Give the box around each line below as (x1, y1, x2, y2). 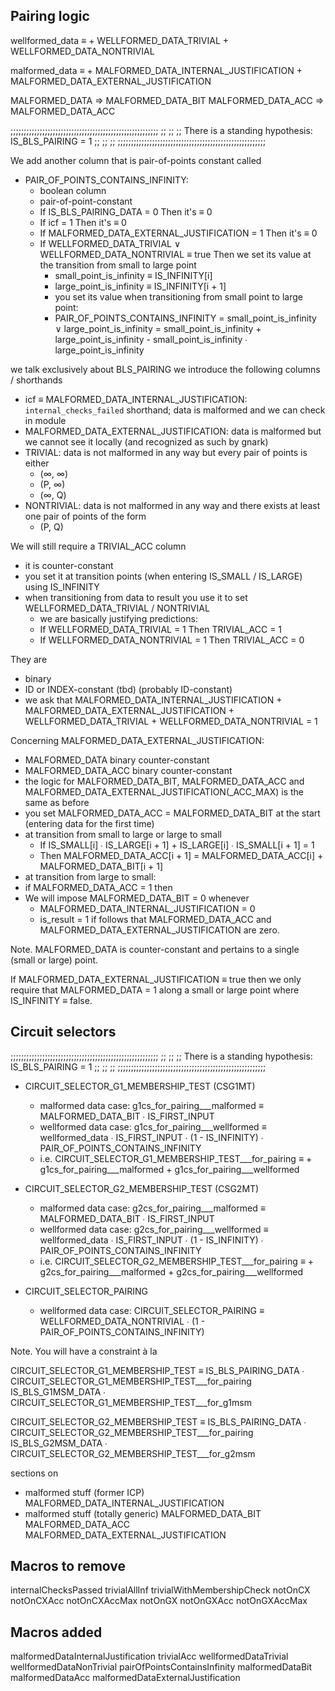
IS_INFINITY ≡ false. (10, 994, 93, 1006)
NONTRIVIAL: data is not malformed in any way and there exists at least (24, 499, 321, 511)
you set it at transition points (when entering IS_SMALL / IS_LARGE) (24, 570, 303, 582)
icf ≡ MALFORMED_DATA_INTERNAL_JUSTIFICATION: (24, 393, 248, 405)
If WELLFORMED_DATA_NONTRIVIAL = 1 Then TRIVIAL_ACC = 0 (39, 634, 305, 646)
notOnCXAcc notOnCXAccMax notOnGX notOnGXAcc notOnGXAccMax (10, 1595, 308, 1607)
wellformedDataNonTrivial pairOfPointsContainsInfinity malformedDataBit (10, 1661, 313, 1673)
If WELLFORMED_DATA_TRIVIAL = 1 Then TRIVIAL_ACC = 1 (39, 623, 283, 635)
